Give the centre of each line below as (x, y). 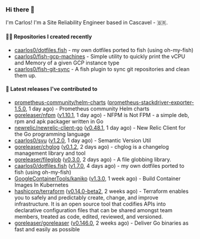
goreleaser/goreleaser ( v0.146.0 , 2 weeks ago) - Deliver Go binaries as (101, 223)
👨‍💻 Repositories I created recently (49, 36)
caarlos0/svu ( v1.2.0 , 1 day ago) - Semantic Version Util (82, 140)
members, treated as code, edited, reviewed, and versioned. (89, 216)
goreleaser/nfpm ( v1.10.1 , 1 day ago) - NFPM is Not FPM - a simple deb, (102, 115)
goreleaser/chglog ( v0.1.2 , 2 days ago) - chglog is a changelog (91, 146)
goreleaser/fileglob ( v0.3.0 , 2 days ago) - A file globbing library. (93, 159)
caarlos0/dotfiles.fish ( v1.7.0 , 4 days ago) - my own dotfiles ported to (99, 166)
